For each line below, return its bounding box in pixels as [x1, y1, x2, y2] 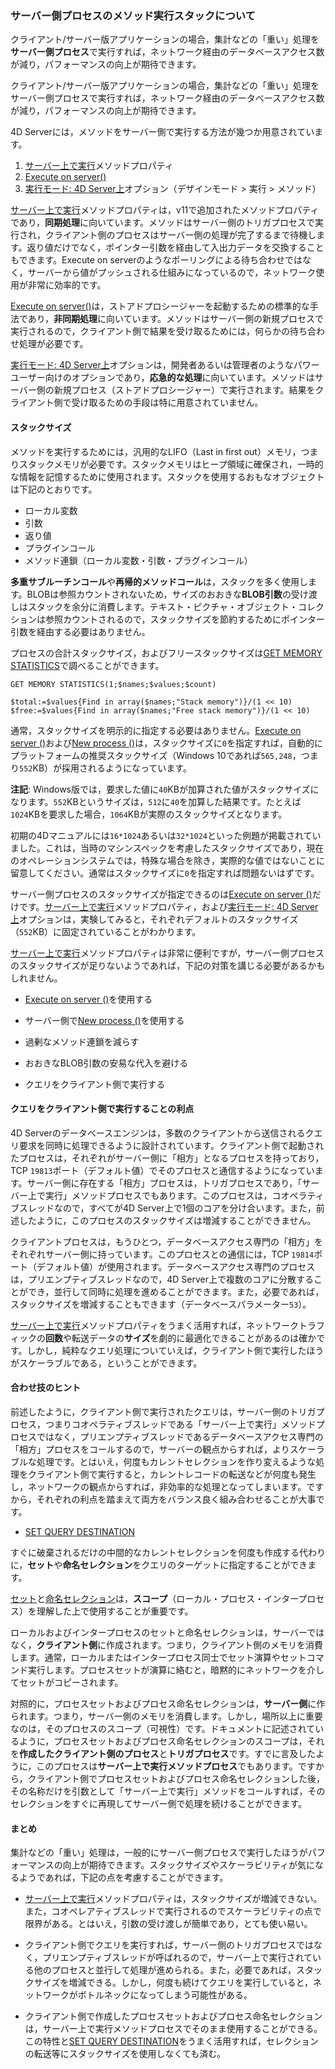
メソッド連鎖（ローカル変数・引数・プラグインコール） [24, 554, 253, 566]
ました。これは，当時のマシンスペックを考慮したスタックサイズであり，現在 [10, 842, 325, 854]
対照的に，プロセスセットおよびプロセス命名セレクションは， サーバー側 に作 [10, 1697, 326, 1709]
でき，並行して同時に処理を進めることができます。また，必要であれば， [27, 1285, 325, 1297]
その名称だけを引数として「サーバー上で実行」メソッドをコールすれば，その [10, 1785, 326, 1797]
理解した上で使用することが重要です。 [36, 1605, 194, 1617]
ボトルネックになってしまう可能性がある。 [77, 1989, 253, 2001]
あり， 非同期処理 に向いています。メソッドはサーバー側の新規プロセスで [27, 313, 324, 325]
